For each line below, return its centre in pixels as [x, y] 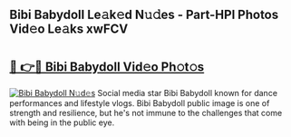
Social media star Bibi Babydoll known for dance [188, 93]
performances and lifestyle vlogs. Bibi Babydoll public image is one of [140, 103]
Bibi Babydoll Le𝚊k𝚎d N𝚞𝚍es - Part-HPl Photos [144, 15]
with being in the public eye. [62, 122]
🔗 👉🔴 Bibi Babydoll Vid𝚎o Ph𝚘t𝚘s [107, 67]
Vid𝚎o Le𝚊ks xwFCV [69, 29]
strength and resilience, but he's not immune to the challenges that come [146, 113]
